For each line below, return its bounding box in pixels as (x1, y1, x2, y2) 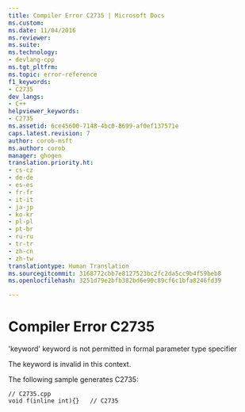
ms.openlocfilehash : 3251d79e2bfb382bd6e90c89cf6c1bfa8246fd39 (8, 277, 222, 285)
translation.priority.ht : (8, 159, 94, 167)
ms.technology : (8, 48, 59, 56)
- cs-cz (8, 166, 34, 174)
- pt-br (8, 225, 34, 234)
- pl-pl (8, 218, 34, 226)
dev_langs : (8, 93, 44, 101)
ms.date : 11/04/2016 (8, 26, 77, 34)
